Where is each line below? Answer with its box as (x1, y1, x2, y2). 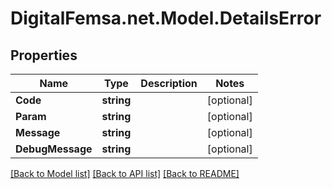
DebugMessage (15, 142, 93, 156)
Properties (10, 47, 78, 64)
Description (140, 77, 198, 90)
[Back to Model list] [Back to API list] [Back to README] (10, 168, 240, 179)
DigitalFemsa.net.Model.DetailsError (10, 7, 322, 30)
